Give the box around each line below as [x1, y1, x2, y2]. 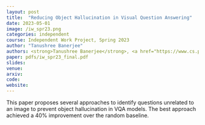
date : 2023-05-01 [6, 20, 51, 26]
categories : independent [6, 32, 70, 38]
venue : [6, 65, 23, 72]
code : [6, 76, 20, 83]
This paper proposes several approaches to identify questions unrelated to [6, 99, 194, 106]
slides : [6, 59, 26, 66]
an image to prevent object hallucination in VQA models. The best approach [6, 106, 196, 112]
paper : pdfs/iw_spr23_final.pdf [6, 54, 88, 60]
